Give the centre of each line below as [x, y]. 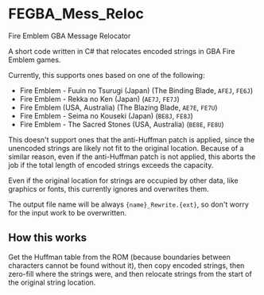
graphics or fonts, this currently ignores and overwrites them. [109, 188]
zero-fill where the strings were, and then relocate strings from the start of [130, 274]
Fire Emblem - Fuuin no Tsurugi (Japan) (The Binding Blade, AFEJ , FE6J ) [136, 90]
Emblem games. [35, 60]
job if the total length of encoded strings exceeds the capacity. [111, 165]
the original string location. [52, 282]
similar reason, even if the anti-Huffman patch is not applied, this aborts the [132, 157]
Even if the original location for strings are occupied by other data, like [123, 180]
